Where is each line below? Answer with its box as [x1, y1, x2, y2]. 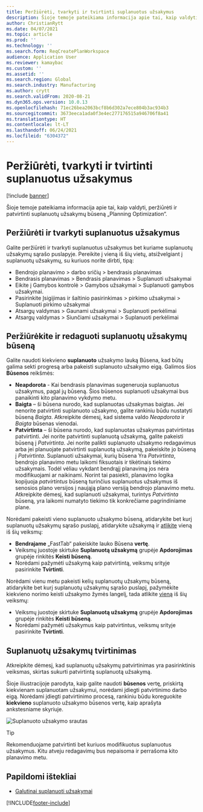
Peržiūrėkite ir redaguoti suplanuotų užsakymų [6, 331, 187, 341]
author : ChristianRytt [6, 20, 63, 26]
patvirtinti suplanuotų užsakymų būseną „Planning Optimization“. [6, 210, 167, 217]
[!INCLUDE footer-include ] [6, 799, 71, 807]
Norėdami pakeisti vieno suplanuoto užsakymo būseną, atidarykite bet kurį [6, 515, 192, 523]
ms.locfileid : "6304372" [6, 133, 69, 139]
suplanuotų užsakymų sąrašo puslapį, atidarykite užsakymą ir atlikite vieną [6, 522, 192, 529]
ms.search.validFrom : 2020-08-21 [6, 93, 91, 99]
